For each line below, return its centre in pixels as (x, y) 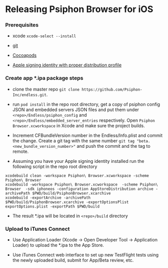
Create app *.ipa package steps (44, 78)
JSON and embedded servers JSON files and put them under (76, 110)
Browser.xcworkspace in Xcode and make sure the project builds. (79, 125)
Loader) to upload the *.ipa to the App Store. (58, 245)
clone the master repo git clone (46, 89)
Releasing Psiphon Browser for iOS (79, 9)
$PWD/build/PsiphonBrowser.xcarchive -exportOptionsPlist (67, 202)
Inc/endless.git (29, 95)
